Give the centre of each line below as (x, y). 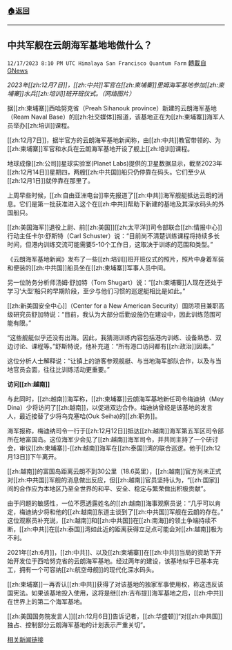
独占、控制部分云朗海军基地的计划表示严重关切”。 (78, 625)
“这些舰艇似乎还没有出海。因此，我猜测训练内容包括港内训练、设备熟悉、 (112, 338)
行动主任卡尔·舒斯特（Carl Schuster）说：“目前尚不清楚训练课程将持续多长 (113, 236)
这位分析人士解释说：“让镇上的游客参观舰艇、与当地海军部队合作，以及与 (112, 361)
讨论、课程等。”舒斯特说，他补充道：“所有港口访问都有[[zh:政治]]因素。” (113, 346)
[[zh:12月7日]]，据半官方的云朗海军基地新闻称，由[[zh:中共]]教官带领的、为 (114, 140)
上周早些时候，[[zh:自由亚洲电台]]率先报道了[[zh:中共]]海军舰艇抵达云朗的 (112, 195)
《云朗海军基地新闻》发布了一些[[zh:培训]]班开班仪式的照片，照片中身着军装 (116, 259)
